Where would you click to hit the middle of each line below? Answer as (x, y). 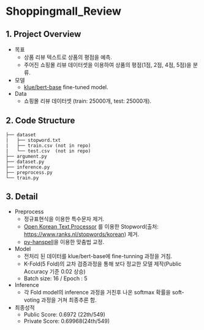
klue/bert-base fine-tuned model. (66, 87)
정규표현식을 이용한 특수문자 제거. (64, 219)
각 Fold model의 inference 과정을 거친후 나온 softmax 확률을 (97, 292)
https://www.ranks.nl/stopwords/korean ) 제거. (81, 234)
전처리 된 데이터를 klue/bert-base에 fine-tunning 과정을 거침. (98, 256)
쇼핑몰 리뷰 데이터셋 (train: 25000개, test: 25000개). (87, 101)
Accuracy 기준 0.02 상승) (55, 271)
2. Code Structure (40, 121)
